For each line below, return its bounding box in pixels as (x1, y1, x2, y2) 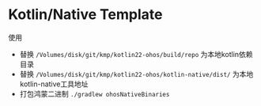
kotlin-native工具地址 (19, 79, 89, 89)
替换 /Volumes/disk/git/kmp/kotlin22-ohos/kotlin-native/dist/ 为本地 (19, 69, 254, 78)
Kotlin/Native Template (8, 6, 163, 24)
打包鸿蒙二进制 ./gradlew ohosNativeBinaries (19, 89, 170, 98)
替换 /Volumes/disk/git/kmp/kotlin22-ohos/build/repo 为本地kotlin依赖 (19, 49, 253, 59)
